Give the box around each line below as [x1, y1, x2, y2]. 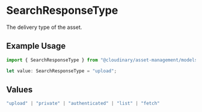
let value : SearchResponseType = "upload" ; [6, 67, 117, 74]
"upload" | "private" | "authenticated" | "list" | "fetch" [6, 101, 161, 107]
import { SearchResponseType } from [6, 57, 98, 63]
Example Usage [6, 41, 66, 51]
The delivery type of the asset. [6, 23, 82, 31]
